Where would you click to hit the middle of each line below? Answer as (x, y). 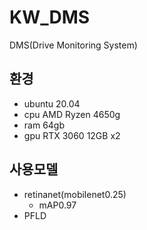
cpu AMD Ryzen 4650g (72, 114)
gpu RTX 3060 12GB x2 (72, 135)
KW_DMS (50, 17)
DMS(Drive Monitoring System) (73, 45)
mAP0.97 (57, 205)
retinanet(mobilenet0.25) (75, 194)
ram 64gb (44, 125)
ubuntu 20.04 (52, 103)
